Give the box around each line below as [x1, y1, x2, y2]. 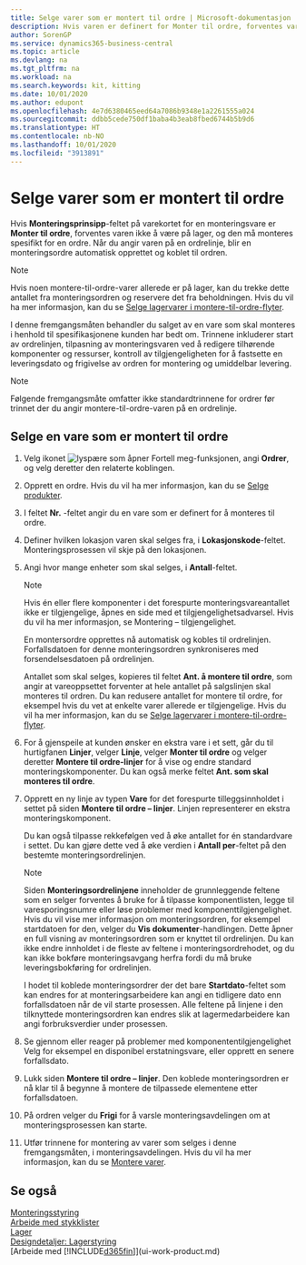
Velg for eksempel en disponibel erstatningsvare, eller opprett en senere [23, 1046, 294, 1057]
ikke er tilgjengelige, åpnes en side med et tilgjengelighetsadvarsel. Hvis [23, 607, 294, 618]
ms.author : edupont [10, 97, 84, 107]
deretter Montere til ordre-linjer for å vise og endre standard [23, 757, 252, 768]
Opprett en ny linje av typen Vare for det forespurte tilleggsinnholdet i [23, 793, 284, 805]
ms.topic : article [10, 47, 80, 56]
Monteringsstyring [10, 1207, 80, 1219]
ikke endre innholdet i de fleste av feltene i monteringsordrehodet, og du [23, 943, 295, 954]
